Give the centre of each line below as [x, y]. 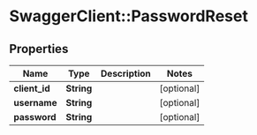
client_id [32, 88]
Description [126, 74]
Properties [39, 49]
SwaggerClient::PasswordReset [129, 16]
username [35, 103]
